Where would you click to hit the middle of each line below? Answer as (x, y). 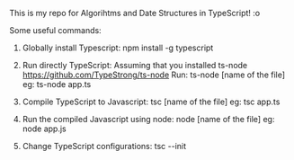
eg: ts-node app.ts (57, 84)
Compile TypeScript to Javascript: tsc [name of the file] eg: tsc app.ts (151, 102)
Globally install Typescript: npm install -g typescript (118, 48)
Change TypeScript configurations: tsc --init (104, 146)
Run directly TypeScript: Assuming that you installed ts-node (135, 65)
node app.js (44, 129)
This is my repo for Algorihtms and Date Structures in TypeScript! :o (135, 13)
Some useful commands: (55, 30)
